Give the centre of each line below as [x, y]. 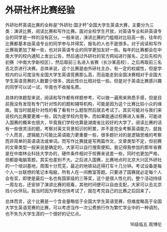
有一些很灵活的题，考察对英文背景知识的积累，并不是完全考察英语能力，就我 [83, 128]
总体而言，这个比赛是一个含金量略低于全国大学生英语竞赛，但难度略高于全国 [83, 201]
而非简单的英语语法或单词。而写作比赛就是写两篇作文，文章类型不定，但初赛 [83, 141]
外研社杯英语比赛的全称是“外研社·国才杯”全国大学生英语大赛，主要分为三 [80, 25]
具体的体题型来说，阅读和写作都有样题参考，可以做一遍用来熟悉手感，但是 [81, 97]
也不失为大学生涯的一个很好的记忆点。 [44, 214]
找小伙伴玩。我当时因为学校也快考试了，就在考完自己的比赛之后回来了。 [79, 191]
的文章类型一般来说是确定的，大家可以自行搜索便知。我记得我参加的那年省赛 [83, 147]
